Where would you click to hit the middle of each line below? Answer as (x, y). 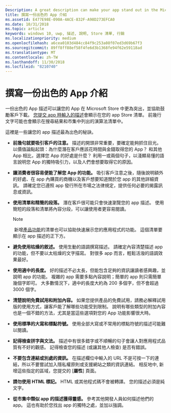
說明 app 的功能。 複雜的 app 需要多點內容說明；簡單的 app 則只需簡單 (87, 277)
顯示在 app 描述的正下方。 (40, 236)
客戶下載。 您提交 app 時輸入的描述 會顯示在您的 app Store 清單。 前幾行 (85, 115)
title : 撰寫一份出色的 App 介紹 (36, 15)
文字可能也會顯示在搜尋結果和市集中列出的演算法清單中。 (65, 121)
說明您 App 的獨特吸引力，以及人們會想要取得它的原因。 (76, 162)
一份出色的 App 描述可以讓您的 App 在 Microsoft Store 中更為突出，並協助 (83, 109)
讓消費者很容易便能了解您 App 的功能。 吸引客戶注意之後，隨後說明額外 (88, 173)
